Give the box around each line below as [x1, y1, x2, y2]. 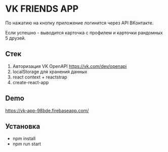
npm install [12, 135, 36, 142]
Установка [5, 122, 40, 131]
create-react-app [12, 79, 49, 85]
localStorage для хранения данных [12, 68, 88, 74]
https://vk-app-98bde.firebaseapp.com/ [5, 107, 89, 113]
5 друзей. [5, 35, 26, 41]
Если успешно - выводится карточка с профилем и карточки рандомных [5, 29, 163, 35]
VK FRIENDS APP [5, 3, 79, 15]
